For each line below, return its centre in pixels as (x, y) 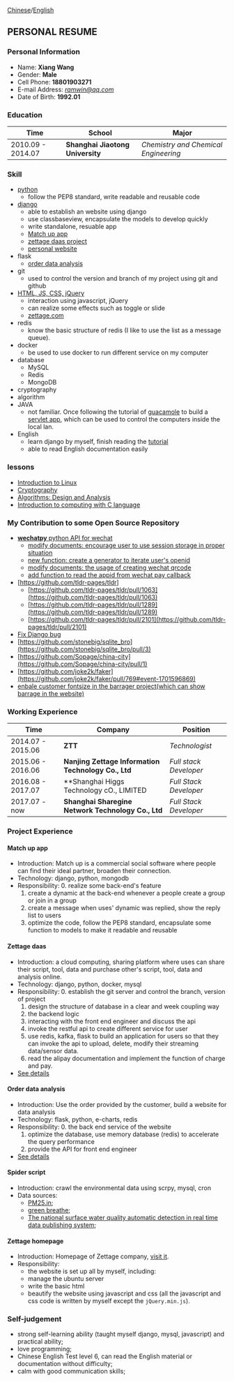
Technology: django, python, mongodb (73, 878)
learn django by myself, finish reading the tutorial (98, 442)
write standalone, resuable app (72, 227)
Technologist (191, 746)
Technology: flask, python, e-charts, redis (77, 1119)
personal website (53, 249)
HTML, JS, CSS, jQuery (51, 293)
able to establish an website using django (87, 211)
